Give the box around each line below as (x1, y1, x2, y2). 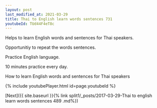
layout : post (5, 7, 32, 12)
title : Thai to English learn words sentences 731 (5, 16, 113, 21)
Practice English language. (5, 54, 60, 60)
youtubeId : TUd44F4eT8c (5, 21, 55, 26)
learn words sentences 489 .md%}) (5, 98, 78, 104)
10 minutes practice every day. (5, 64, 68, 70)
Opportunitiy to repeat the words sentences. (5, 44, 96, 50)
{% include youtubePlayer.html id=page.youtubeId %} (5, 83, 116, 89)
